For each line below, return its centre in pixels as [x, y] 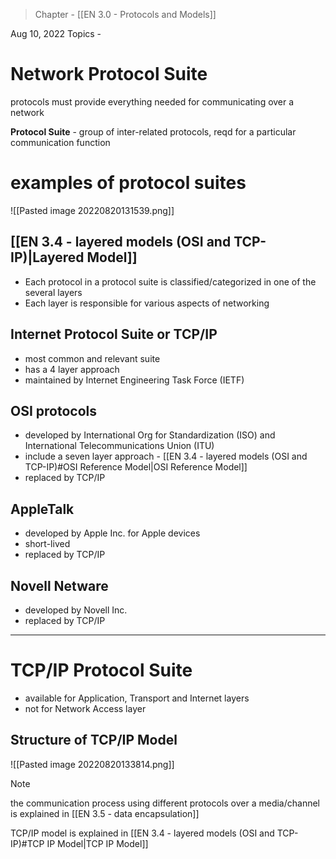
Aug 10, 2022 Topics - [56, 33]
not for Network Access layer [85, 708]
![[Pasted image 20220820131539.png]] [92, 210]
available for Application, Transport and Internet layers [137, 698]
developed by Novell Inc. [76, 610]
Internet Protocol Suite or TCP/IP [114, 334]
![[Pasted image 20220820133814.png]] [92, 764]
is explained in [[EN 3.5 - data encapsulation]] [105, 813]
